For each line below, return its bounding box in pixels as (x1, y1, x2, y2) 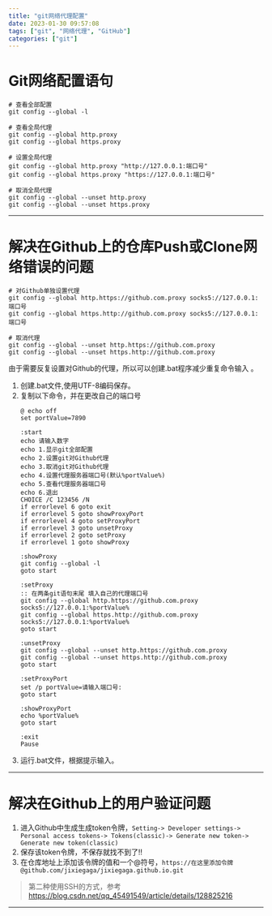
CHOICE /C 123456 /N (19, 496, 90, 504)
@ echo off (19, 407, 57, 415)
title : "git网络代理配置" (8, 11, 89, 20)
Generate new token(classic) (19, 839, 119, 848)
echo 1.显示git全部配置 (19, 445, 93, 454)
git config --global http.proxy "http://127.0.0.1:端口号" (8, 162, 208, 170)
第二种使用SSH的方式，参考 (28, 882, 121, 892)
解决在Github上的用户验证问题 (8, 794, 211, 813)
